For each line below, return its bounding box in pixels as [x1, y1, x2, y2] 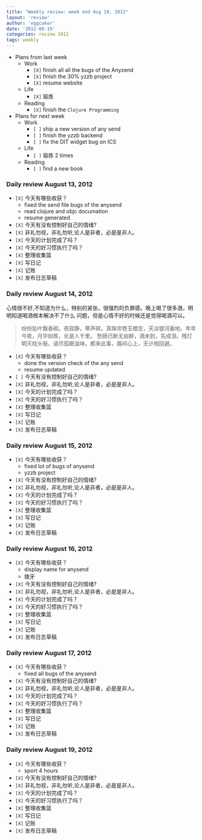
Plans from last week [15, 54, 68, 60]
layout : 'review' [6, 15, 50, 21]
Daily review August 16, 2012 [6, 544, 93, 553]
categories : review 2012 [6, 31, 69, 37]
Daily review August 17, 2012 [6, 649, 92, 657]
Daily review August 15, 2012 [6, 441, 93, 450]
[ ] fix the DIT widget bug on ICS [33, 138, 117, 145]
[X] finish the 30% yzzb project [33, 73, 112, 80]
